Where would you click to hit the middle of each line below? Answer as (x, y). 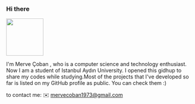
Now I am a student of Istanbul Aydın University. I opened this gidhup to (94, 71)
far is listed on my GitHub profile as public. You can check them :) (87, 83)
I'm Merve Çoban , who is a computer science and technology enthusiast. (97, 64)
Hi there (18, 9)
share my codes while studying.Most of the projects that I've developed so (97, 77)
